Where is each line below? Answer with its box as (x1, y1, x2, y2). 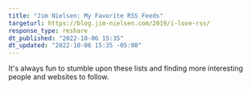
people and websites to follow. (8, 72, 109, 82)
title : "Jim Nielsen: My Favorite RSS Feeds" (8, 11, 163, 20)
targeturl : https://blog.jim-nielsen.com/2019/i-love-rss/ (8, 19, 211, 27)
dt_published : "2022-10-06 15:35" (8, 34, 125, 42)
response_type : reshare (8, 26, 88, 34)
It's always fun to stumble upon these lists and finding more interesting (8, 63, 244, 73)
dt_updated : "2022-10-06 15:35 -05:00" (8, 42, 142, 50)
